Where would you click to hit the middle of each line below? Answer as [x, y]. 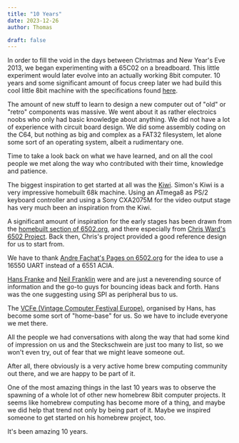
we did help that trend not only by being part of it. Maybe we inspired [109, 410]
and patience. [27, 171]
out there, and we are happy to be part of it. [71, 374]
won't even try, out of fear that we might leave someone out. [96, 353]
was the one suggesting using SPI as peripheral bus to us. [93, 295]
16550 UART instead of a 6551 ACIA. [61, 266]
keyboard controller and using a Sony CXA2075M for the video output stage [119, 200]
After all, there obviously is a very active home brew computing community [118, 366]
